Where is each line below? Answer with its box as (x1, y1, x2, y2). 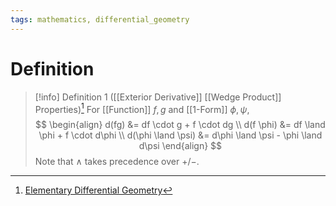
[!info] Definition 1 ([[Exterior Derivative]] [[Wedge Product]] (34, 91, 282, 103)
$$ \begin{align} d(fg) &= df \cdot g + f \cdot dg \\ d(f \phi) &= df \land (34, 119, 326, 131)
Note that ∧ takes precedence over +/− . (34, 156, 200, 168)
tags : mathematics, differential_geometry (10, 14, 190, 25)
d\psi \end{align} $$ (138, 140, 223, 152)
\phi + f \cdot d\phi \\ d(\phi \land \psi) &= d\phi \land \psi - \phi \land (38, 129, 323, 141)
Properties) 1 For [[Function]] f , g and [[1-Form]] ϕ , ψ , (34, 101, 250, 115)
